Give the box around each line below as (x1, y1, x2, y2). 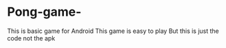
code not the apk (7, 34, 56, 42)
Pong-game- (7, 4, 82, 20)
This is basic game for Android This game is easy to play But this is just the (7, 27, 220, 35)
